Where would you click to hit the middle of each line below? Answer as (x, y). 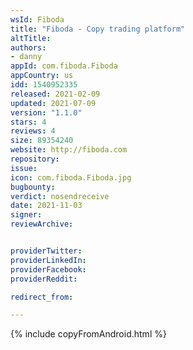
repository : (35, 159)
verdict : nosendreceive (60, 196)
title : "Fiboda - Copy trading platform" (98, 29)
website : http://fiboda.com (69, 150)
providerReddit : (44, 279)
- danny (26, 57)
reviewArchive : (42, 224)
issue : (24, 168)
